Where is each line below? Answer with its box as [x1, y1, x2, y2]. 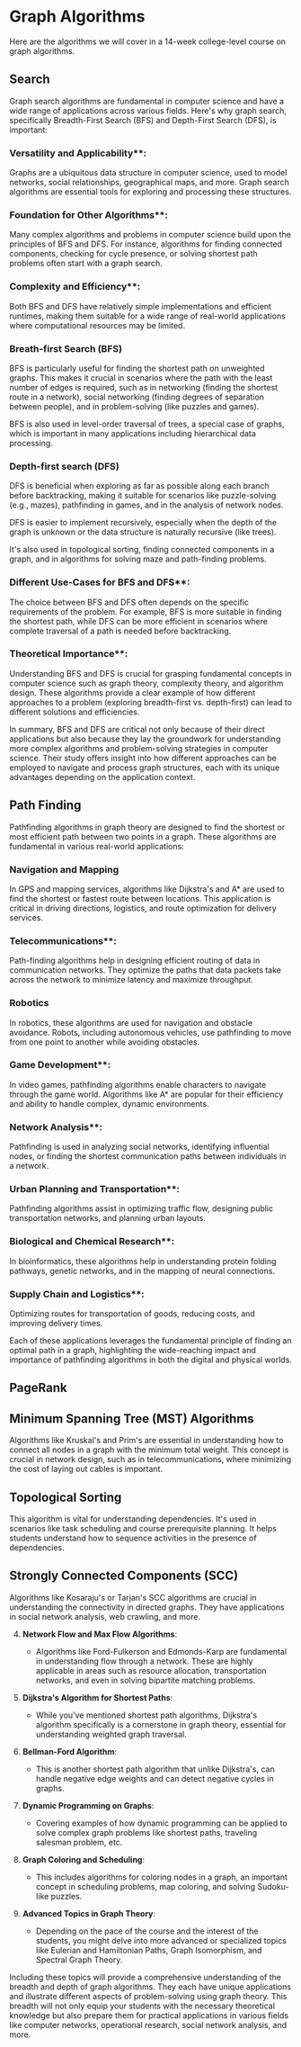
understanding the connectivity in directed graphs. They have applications [9, 1602, 285, 1612]
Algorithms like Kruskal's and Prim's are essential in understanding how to [9, 1435, 284, 1446]
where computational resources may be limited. [9, 319, 186, 330]
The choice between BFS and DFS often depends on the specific [9, 597, 250, 607]
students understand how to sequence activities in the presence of [9, 1532, 258, 1544]
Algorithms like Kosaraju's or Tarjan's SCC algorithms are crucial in [9, 1592, 258, 1603]
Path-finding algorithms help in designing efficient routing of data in [9, 956, 261, 966]
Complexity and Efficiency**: [9, 281, 141, 293]
